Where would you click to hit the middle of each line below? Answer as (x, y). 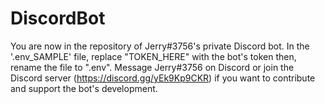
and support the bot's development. (84, 88)
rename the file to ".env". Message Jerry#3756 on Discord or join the (152, 67)
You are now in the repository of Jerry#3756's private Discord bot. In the (160, 46)
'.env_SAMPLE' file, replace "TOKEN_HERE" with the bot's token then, (153, 56)
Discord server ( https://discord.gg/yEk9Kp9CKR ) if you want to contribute (163, 78)
